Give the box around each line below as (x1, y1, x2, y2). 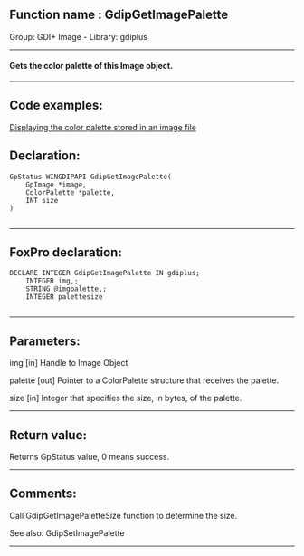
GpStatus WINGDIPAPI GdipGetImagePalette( (9, 172, 172, 181)
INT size (25, 196, 59, 205)
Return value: (9, 427, 88, 443)
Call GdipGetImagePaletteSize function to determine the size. (9, 510, 238, 521)
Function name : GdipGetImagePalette (9, 7, 229, 23)
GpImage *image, (25, 180, 88, 189)
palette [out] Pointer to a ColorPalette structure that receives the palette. (9, 375, 280, 386)
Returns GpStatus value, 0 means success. (9, 452, 170, 463)
